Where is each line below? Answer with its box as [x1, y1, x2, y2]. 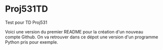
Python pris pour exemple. [5, 39, 59, 45]
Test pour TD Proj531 [5, 19, 47, 25]
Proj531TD [5, 3, 48, 15]
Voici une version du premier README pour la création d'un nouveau [5, 29, 143, 34]
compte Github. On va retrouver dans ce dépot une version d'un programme [5, 34, 159, 40]
